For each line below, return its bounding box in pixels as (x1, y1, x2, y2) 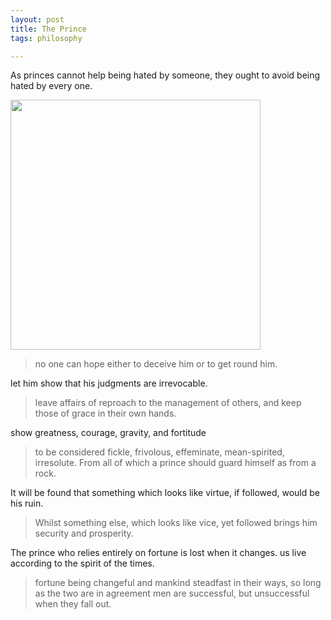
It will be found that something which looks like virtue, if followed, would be (10, 487, 320, 499)
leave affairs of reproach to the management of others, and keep (34, 397, 302, 409)
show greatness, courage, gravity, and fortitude (10, 427, 207, 439)
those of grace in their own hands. (34, 407, 177, 420)
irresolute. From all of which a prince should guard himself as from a (34, 457, 317, 469)
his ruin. (10, 497, 44, 510)
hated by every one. (10, 80, 93, 92)
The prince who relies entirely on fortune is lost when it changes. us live (10, 547, 307, 559)
